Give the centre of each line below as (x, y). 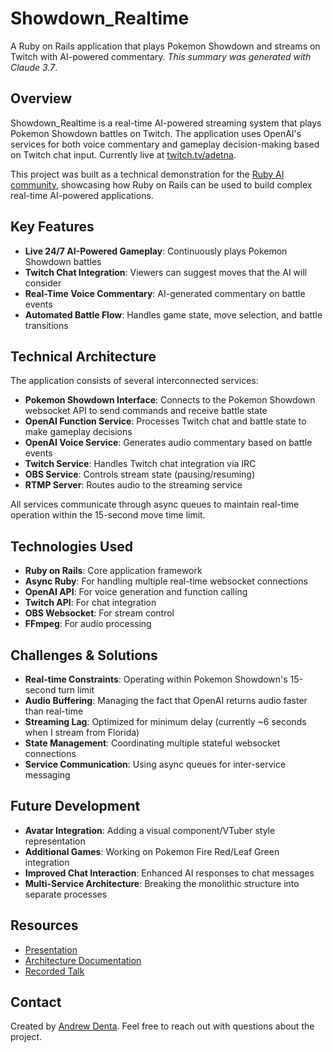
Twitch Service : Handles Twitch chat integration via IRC (140, 464)
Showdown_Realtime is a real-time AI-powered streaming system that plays (166, 123)
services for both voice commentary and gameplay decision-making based (165, 144)
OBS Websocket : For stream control (99, 613)
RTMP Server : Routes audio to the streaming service (133, 485)
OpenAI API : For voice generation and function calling (136, 592)
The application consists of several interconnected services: (134, 381)
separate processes (66, 894)
